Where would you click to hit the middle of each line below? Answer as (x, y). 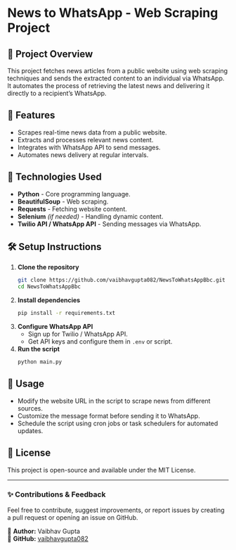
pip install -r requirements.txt (66, 313)
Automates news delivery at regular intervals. (83, 155)
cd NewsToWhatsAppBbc (49, 287)
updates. (30, 430)
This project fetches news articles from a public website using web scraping (118, 71)
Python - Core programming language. (74, 194)
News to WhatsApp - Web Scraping (113, 13)
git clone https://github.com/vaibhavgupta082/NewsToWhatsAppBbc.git (122, 280)
